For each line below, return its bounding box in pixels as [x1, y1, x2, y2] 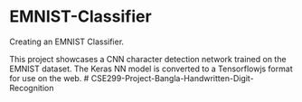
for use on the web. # [9, 72, 90, 83]
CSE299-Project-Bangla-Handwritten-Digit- [90, 72, 255, 83]
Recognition [9, 82, 54, 93]
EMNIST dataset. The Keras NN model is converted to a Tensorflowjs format [9, 63, 293, 74]
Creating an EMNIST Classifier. [9, 36, 125, 47]
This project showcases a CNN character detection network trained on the [9, 53, 287, 64]
